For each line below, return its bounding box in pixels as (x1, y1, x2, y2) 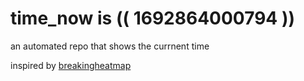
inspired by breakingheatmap (10, 59, 132, 71)
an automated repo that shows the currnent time (10, 40, 210, 52)
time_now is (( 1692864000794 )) (10, 7, 296, 30)
